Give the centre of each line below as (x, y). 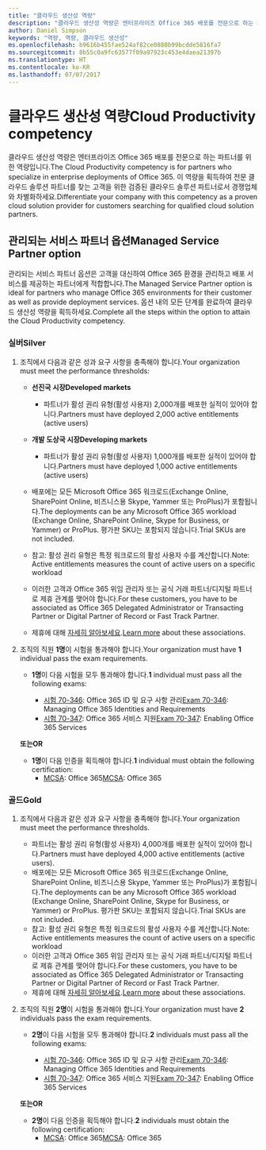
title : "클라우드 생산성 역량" (52, 15)
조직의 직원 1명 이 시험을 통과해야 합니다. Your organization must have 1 (130, 649)
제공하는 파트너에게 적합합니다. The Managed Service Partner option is (141, 284)
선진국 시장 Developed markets (81, 387)
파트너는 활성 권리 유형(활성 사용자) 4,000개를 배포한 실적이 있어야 (134, 843)
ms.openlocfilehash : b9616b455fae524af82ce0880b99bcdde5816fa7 (115, 45)
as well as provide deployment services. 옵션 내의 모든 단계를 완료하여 (120, 302)
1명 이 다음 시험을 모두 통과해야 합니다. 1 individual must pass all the (137, 674)
